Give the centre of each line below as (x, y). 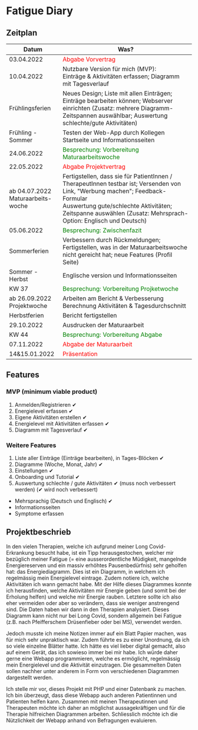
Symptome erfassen (39, 513)
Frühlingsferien (30, 108)
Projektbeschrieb (39, 532)
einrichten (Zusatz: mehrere (101, 108)
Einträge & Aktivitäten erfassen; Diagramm (121, 76)
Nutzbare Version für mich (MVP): (110, 69)
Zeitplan (22, 33)
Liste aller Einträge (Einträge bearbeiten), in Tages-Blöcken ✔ (89, 458)
